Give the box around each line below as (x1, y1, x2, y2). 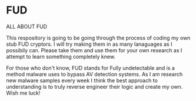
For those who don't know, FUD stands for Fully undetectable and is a (6, 64, 175, 71)
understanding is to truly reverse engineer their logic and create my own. (6, 83, 183, 90)
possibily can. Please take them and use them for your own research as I (6, 46, 182, 53)
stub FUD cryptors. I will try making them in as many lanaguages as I (6, 41, 172, 48)
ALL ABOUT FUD (6, 23, 48, 30)
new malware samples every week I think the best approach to (6, 77, 158, 84)
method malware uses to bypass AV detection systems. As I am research (6, 70, 183, 78)
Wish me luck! (6, 89, 41, 96)
